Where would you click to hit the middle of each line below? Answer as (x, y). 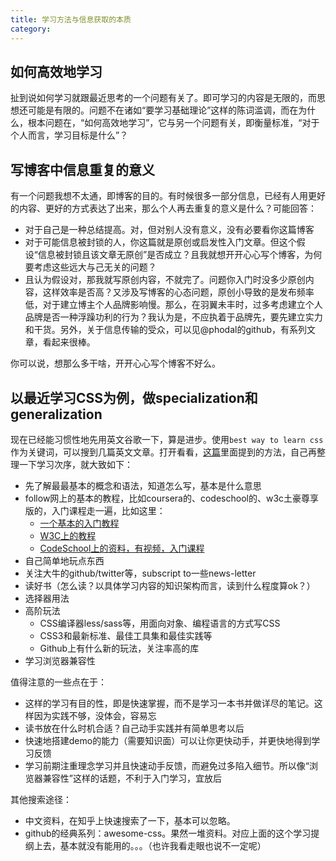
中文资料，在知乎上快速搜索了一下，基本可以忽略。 (130, 820)
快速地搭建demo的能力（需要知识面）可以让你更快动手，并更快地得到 (168, 740)
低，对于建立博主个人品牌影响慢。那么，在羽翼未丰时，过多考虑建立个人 (173, 305)
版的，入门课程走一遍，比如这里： (95, 510)
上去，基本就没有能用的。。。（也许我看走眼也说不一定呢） (150, 845)
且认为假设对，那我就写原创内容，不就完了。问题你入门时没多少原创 (165, 280)
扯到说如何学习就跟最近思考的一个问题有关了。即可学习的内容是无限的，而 (163, 98)
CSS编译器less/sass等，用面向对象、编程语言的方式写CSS (160, 623)
